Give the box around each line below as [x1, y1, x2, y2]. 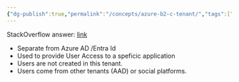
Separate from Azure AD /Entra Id [16, 43, 116, 52]
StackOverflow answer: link [6, 30, 88, 39]
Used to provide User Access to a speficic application [16, 51, 176, 60]
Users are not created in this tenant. [16, 58, 123, 68]
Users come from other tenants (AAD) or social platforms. [16, 66, 187, 75]
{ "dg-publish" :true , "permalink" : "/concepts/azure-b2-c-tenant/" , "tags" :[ [6, 10, 231, 18]
